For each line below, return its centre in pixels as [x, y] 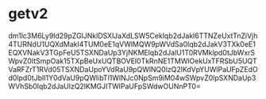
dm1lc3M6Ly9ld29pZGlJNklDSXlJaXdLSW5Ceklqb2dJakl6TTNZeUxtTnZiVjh [133, 36]
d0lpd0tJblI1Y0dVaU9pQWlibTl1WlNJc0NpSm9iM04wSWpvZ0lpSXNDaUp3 [132, 78]
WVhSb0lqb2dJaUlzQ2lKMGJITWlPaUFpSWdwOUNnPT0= [104, 86]
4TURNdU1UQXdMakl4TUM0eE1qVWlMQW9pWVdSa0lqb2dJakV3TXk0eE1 [132, 44]
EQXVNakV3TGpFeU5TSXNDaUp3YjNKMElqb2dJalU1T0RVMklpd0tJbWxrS [132, 52]
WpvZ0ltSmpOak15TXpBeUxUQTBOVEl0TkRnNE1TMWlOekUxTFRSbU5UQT [133, 61]
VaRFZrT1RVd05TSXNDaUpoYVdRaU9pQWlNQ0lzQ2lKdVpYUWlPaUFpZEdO [133, 69]
